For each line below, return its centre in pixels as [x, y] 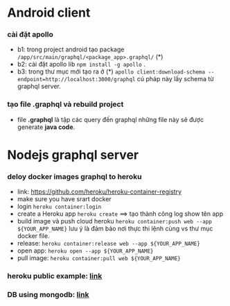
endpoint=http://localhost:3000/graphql [76, 80]
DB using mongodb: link [48, 295]
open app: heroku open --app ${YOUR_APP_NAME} [85, 250]
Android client [49, 13]
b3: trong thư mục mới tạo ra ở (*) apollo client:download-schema [111, 71]
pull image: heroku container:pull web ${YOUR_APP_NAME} [99, 258]
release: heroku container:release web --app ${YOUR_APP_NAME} [109, 244]
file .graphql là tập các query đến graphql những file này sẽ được [110, 119]
